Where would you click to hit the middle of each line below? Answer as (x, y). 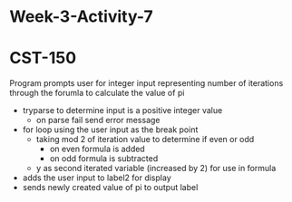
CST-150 (43, 58)
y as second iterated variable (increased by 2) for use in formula (156, 168)
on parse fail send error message (98, 120)
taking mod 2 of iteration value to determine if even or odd (145, 139)
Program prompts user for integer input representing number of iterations (146, 83)
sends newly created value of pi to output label (110, 188)
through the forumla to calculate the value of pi (97, 93)
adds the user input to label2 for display (97, 178)
